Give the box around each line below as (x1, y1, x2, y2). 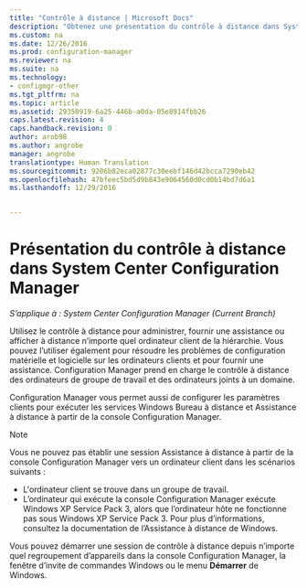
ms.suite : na (9, 65, 59, 74)
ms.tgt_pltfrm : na (9, 90, 79, 99)
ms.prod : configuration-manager (9, 48, 132, 57)
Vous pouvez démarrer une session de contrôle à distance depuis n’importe (9, 540, 295, 551)
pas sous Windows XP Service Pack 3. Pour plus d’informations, (22, 513, 265, 524)
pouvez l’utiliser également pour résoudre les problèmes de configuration (9, 345, 286, 357)
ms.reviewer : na (9, 56, 71, 65)
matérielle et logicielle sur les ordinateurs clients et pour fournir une (9, 355, 264, 366)
